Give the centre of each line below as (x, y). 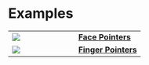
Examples (41, 14)
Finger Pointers (107, 50)
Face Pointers (104, 37)
